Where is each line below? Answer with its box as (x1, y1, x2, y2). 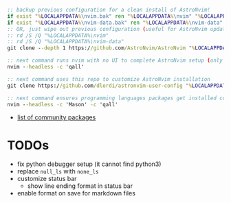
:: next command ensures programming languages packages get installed (7, 95, 217, 101)
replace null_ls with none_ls (16, 167, 99, 176)
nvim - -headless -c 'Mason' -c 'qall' (7, 101, 118, 108)
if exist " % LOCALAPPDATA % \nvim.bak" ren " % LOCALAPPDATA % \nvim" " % (7, 12, 201, 20)
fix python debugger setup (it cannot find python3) (16, 160, 162, 168)
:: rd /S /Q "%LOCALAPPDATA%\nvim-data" (7, 38, 125, 45)
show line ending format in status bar (27, 182, 133, 190)
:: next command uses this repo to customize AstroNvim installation (7, 75, 211, 82)
